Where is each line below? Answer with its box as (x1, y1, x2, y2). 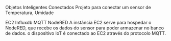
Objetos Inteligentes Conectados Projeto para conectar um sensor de (5, 5, 152, 10)
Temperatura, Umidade (5, 10, 54, 16)
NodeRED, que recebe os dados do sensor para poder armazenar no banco (5, 25, 164, 31)
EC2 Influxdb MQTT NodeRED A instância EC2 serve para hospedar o (5, 20, 152, 25)
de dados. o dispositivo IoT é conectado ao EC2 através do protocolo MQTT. (5, 30, 166, 36)
